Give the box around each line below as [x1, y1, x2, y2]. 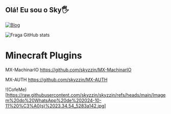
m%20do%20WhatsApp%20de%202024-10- [5, 97, 102, 103]
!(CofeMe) [5, 86, 27, 93]
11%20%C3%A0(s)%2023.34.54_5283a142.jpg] [5, 103, 106, 109]
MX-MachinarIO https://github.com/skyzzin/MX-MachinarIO [5, 66, 132, 73]
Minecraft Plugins [5, 50, 83, 61]
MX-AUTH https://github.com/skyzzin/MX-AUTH [5, 76, 108, 82]
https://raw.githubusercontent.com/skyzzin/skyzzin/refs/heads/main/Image [7, 92, 166, 98]
